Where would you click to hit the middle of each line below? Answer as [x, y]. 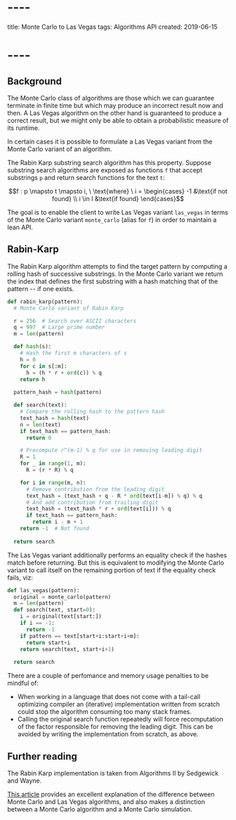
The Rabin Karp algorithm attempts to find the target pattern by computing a [117, 266]
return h [33, 379]
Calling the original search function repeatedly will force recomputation [120, 719]
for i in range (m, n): [53, 482]
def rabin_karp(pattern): [45, 302]
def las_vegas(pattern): [44, 590]
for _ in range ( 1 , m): [53, 463]
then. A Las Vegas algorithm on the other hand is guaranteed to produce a [114, 113]
